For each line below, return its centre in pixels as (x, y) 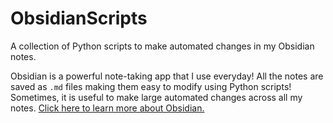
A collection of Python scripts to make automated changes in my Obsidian (162, 46)
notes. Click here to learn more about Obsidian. (107, 108)
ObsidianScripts (79, 18)
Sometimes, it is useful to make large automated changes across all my (156, 97)
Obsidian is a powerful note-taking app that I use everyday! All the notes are (167, 76)
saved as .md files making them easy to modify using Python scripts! (151, 86)
